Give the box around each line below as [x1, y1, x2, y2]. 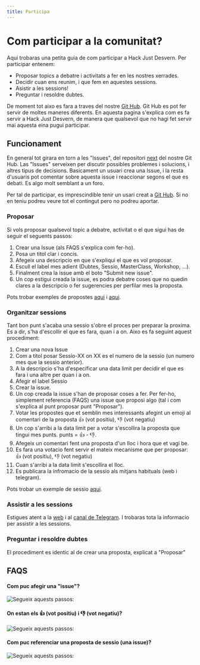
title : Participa [7, 8, 50, 15]
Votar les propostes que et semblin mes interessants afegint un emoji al [15, 409, 191, 416]
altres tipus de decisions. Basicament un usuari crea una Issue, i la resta [7, 167, 184, 174]
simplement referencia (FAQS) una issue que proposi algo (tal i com [15, 396, 181, 404]
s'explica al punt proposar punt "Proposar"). [15, 402, 124, 410]
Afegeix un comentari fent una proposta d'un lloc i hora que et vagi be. [15, 439, 189, 447]
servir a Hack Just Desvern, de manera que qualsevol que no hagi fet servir [7, 115, 192, 122]
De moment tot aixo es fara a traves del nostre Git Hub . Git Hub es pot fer [7, 102, 187, 110]
